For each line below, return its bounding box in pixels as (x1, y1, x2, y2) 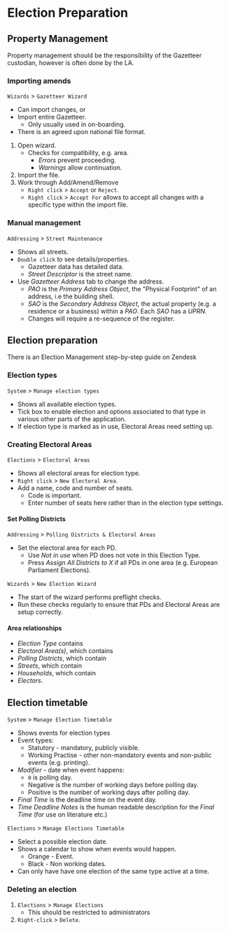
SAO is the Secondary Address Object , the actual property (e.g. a (27, 299, 217, 308)
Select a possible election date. (17, 837, 108, 846)
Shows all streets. (17, 247, 69, 256)
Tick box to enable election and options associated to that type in (17, 407, 206, 416)
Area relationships (7, 624, 62, 632)
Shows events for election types (17, 728, 110, 738)
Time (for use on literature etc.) (17, 810, 108, 819)
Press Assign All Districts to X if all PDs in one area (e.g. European (27, 559, 218, 567)
